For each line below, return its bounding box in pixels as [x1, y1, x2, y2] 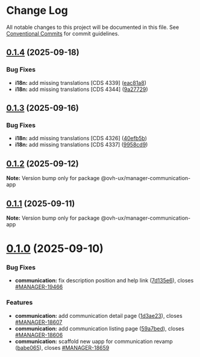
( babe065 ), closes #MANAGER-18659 [14, 344, 110, 351]
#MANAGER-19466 [14, 284, 63, 291]
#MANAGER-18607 [14, 318, 63, 326]
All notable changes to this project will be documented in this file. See [6, 23, 180, 31]
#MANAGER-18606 [14, 331, 63, 338]
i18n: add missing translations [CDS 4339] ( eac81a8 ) [14, 79, 146, 86]
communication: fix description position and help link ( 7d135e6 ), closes [14, 277, 194, 284]
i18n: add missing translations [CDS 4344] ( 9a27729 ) [14, 85, 149, 93]
